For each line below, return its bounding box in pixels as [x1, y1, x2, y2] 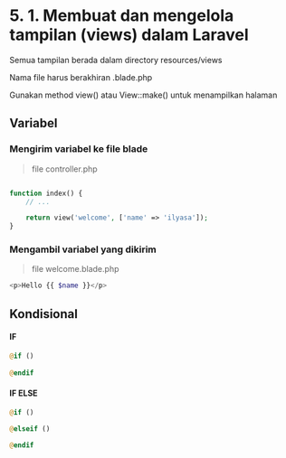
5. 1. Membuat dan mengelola [9, 5, 234, 26]
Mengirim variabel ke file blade [9, 143, 148, 155]
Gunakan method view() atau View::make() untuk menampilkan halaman [9, 89, 278, 100]
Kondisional [9, 306, 79, 322]
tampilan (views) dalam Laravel [9, 24, 249, 45]
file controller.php [31, 164, 98, 174]
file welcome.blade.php [31, 264, 119, 275]
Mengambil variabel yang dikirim [9, 243, 157, 256]
